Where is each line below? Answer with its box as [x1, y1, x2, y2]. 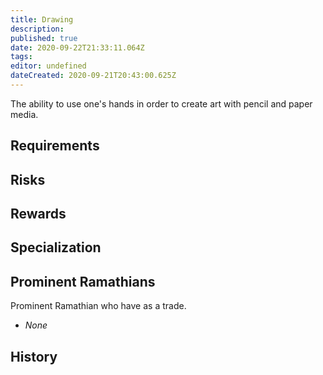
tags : [10, 52, 33, 62]
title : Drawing [10, 14, 74, 25]
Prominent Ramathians [10, 273, 156, 290]
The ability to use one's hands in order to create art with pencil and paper [10, 97, 313, 110]
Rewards [10, 206, 67, 223]
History [10, 348, 58, 365]
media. [10, 108, 39, 120]
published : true [10, 33, 78, 43]
